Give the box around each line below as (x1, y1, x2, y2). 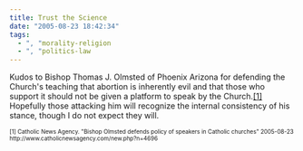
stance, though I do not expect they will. (9, 110, 160, 121)
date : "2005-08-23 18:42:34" (9, 22, 120, 31)
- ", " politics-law (17, 47, 92, 56)
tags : (9, 30, 30, 39)
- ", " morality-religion (17, 38, 112, 48)
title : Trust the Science (9, 13, 107, 23)
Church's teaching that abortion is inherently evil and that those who (9, 81, 266, 92)
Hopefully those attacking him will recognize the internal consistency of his (9, 100, 290, 111)
